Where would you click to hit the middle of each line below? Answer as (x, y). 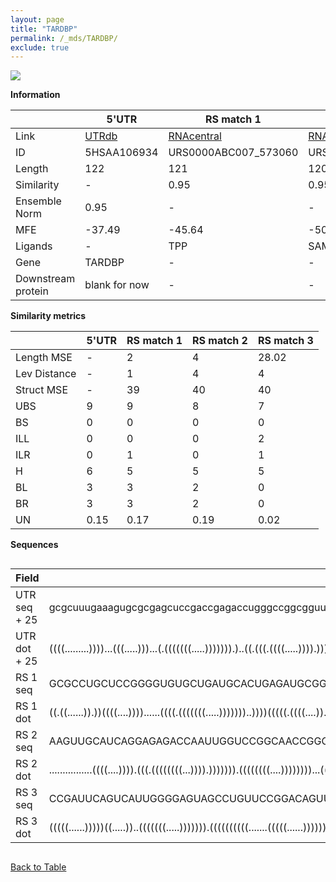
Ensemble (38, 201)
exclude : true (40, 47)
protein (32, 291)
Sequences (34, 545)
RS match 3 (285, 341)
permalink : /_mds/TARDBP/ (64, 38)
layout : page (37, 19)
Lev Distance (46, 374)
